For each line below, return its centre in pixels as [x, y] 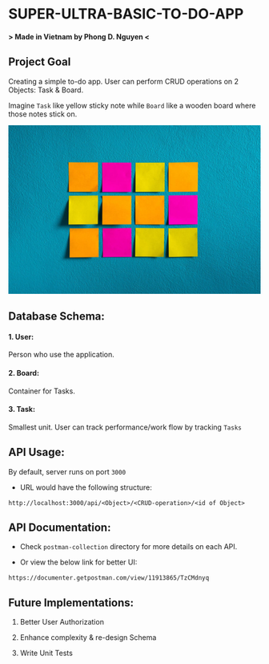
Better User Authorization [62, 622]
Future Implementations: [71, 603]
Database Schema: [57, 317]
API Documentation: [60, 527]
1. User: [21, 336]
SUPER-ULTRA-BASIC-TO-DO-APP [126, 14]
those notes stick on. [43, 114]
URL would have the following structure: [86, 487]
